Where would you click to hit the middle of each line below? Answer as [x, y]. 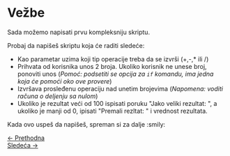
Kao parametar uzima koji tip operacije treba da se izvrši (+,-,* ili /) [113, 59]
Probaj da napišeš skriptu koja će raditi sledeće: [76, 45]
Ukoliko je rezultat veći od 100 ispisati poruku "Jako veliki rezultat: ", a [117, 103]
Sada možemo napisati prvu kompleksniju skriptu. [79, 32]
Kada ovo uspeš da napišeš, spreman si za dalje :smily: [86, 124]
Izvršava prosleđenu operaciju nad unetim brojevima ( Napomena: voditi [120, 88]
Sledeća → [23, 145]
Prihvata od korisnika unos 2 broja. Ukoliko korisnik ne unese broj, [112, 66]
